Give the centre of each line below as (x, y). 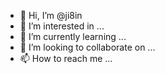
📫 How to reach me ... (66, 58)
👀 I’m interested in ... (62, 26)
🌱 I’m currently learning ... (73, 36)
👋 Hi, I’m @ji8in (51, 15)
